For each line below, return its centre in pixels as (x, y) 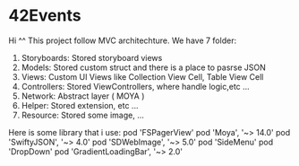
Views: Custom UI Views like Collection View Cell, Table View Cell (142, 76)
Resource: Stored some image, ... (83, 115)
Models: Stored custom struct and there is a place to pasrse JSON (143, 67)
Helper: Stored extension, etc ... (80, 105)
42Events (45, 16)
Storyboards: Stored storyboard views (92, 57)
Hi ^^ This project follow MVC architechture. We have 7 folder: (123, 40)
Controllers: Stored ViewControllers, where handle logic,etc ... (135, 86)
